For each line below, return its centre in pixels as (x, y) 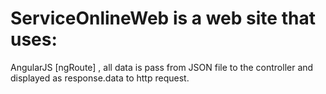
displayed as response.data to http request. (100, 78)
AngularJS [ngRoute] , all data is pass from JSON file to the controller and (162, 67)
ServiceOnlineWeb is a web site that (163, 18)
